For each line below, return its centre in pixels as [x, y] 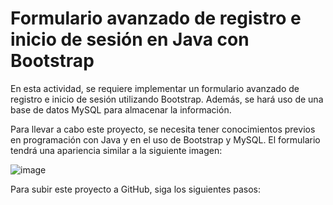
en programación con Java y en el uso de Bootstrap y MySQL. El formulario [165, 139]
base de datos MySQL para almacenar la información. [121, 109]
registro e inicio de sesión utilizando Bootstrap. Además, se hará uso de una [167, 99]
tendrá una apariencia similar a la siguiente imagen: [116, 150]
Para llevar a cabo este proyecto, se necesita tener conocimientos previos [163, 129]
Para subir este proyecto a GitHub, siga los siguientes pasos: [135, 189]
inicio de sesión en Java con [130, 39]
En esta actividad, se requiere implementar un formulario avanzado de [155, 88]
